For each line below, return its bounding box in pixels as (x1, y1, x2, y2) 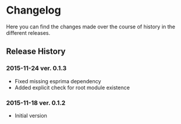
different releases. (6, 29, 51, 36)
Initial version (14, 112, 47, 119)
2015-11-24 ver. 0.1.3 (6, 64, 67, 73)
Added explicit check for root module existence (14, 84, 130, 91)
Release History (6, 47, 66, 57)
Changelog (6, 4, 61, 17)
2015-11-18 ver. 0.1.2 (6, 99, 66, 107)
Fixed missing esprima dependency (14, 77, 101, 84)
